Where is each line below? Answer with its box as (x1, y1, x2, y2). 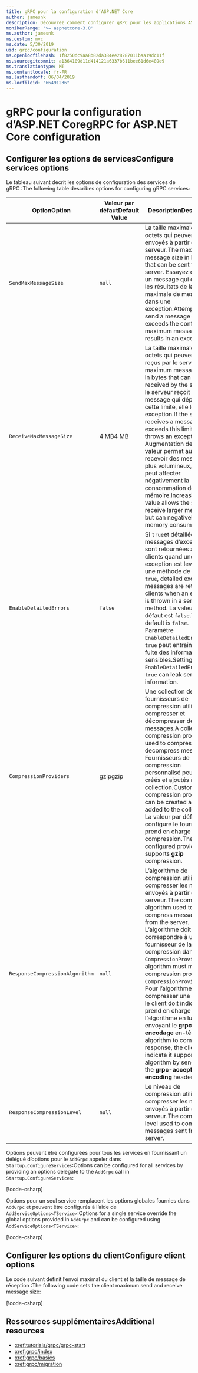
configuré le (144, 820, 179, 828)
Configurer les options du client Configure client (6, 1251, 186, 1261)
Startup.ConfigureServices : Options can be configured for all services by (6, 1162, 183, 1168)
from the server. (144, 918, 190, 926)
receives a (144, 418, 174, 425)
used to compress (144, 739, 195, 747)
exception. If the (144, 410, 189, 418)
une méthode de (144, 567, 190, 575)
